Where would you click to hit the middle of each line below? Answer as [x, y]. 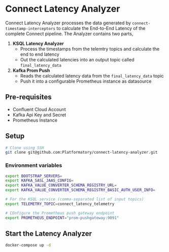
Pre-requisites [28, 97]
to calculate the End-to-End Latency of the [101, 28]
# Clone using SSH [25, 148]
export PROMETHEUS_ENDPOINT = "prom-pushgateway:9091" [62, 218]
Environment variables [34, 165]
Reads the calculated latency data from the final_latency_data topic [92, 76]
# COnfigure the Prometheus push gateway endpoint [60, 213]
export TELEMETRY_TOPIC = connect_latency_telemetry [60, 204]
